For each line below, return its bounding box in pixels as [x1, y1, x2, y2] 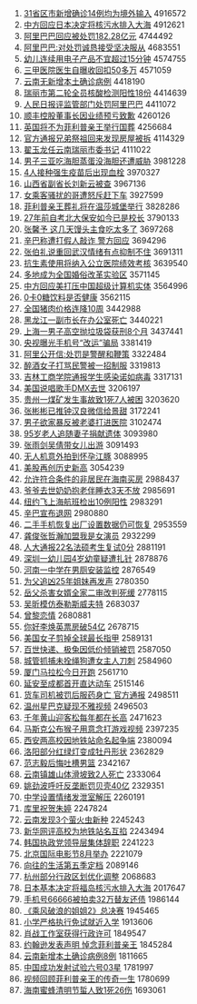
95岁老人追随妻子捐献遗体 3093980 [23, 428, 158, 439]
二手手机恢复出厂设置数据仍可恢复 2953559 [23, 519, 188, 530]
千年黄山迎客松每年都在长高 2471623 [23, 712, 163, 722]
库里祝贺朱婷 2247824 [23, 803, 108, 813]
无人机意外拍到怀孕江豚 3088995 [23, 451, 149, 462]
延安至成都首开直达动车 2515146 [23, 678, 144, 689]
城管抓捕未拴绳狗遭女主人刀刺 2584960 [23, 655, 172, 666]
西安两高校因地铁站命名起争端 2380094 [23, 735, 172, 745]
